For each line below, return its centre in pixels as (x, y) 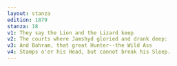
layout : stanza (29, 13)
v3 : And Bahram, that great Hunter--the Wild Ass (80, 45)
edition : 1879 (28, 20)
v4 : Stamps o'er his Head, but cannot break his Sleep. (89, 52)
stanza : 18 (23, 26)
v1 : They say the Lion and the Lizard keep (71, 33)
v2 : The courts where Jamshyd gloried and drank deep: (87, 39)
